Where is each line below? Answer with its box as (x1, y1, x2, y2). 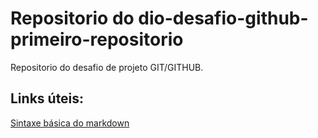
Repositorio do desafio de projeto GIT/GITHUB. (10, 61, 204, 73)
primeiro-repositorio (10, 28, 184, 51)
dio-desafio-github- (138, 7, 309, 30)
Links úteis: (10, 90, 85, 107)
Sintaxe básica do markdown (10, 117, 130, 129)
